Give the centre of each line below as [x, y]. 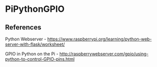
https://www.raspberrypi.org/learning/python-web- [99, 39]
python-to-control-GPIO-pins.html [40, 59]
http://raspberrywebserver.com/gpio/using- [104, 54]
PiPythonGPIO [35, 9]
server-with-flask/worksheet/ [35, 44]
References [23, 27]
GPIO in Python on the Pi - [32, 54]
